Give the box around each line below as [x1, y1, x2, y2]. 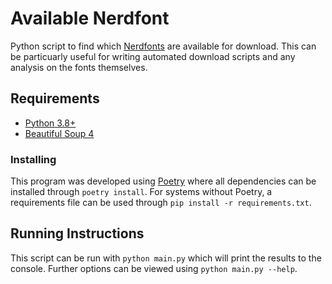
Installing [10, 152, 57, 166]
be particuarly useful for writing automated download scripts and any [10, 50, 296, 62]
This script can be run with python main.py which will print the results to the [10, 252, 322, 264]
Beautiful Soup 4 [24, 127, 95, 139]
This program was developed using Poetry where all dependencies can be [10, 175, 317, 187]
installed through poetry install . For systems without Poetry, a [10, 186, 273, 198]
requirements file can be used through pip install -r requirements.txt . [10, 197, 312, 209]
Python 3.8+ [24, 117, 77, 129]
